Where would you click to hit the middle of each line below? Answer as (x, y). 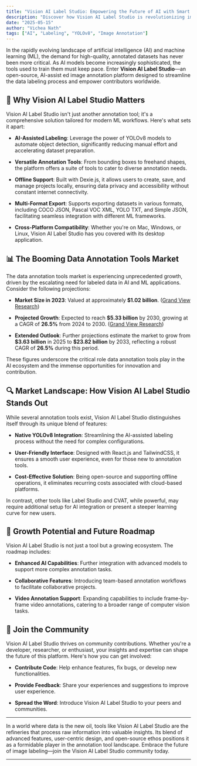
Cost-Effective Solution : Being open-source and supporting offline (96, 477)
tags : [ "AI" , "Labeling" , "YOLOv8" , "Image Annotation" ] (77, 34)
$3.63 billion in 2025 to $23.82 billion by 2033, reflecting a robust (95, 341)
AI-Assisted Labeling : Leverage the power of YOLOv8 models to (93, 138)
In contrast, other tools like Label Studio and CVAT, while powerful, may (92, 500)
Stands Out (27, 403)
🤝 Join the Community (47, 629)
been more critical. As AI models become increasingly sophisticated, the (94, 63)
